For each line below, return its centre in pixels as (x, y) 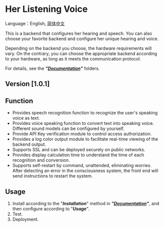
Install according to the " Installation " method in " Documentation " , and (86, 203)
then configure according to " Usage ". (51, 209)
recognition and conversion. (41, 160)
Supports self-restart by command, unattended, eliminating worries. (82, 166)
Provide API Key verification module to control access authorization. (82, 134)
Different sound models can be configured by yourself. (68, 129)
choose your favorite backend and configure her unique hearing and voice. (82, 39)
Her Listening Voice (46, 9)
